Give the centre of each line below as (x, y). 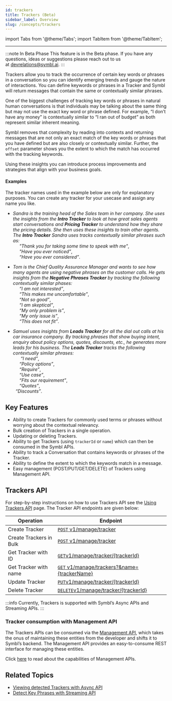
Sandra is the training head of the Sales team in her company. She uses (89, 214)
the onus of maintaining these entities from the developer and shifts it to (81, 638)
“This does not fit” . (39, 321)
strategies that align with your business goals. (54, 170)
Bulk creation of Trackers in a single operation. (62, 430)
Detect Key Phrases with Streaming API (54, 693)
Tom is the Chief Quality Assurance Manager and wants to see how (84, 267)
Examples (16, 181)
